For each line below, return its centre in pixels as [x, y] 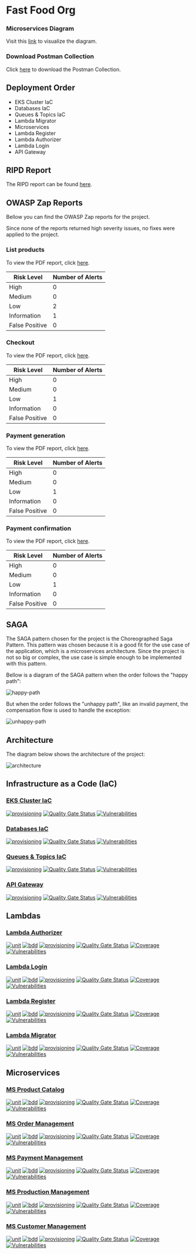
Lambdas [23, 916]
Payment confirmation [39, 529]
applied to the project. [33, 235]
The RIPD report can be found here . [49, 184]
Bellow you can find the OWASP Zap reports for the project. [78, 217]
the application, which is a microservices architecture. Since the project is [95, 651]
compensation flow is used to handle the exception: [68, 710]
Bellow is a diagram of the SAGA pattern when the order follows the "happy [97, 675]
